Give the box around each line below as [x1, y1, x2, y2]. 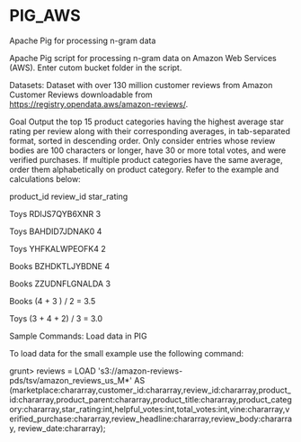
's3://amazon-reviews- [97, 365, 183, 376]
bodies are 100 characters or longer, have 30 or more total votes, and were [9, 145, 287, 156]
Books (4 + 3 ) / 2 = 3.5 [9, 295, 96, 306]
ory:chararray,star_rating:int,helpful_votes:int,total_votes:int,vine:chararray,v [9, 403, 290, 414]
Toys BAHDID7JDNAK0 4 [9, 226, 102, 237]
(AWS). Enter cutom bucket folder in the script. [9, 62, 182, 73]
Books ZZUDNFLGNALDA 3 [9, 278, 111, 289]
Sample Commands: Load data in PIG [9, 330, 147, 341]
